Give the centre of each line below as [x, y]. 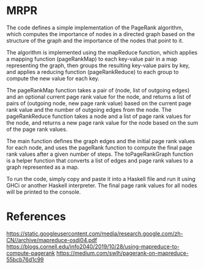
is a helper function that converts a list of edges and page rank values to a [100, 160]
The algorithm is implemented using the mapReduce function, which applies [102, 52]
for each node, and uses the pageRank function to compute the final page [99, 147]
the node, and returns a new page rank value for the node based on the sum [102, 122]
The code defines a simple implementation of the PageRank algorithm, [95, 28]
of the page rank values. [37, 129]
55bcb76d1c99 [25, 259]
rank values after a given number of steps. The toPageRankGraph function [100, 154]
